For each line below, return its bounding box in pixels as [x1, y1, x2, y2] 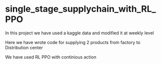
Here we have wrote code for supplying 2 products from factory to [5, 39, 141, 45]
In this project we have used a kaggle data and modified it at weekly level [5, 30, 154, 36]
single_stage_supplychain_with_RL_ [5, 3, 157, 15]
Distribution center [5, 44, 43, 50]
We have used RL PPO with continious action [5, 54, 96, 60]
